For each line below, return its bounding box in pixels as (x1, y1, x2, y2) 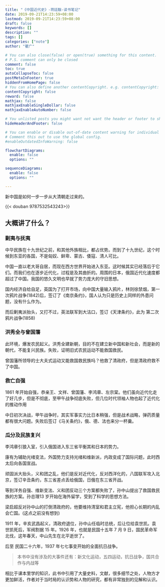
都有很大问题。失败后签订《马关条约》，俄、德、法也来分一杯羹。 (5, 418, 137, 424)
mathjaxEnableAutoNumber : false (5, 108, 71, 113)
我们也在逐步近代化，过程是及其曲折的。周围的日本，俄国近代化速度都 (18, 270, 160, 276)
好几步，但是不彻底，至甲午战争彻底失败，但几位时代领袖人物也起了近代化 (9, 395, 160, 401)
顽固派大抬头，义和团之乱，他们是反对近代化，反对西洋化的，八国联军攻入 (5, 471, 156, 477)
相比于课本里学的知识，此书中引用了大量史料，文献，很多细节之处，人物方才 (5, 570, 160, 576)
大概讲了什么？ (5, 219, 51, 227)
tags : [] (5, 35, 23, 40)
